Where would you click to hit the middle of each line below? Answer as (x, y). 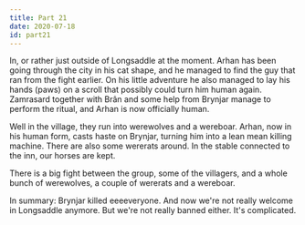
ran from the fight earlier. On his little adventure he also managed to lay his (150, 80)
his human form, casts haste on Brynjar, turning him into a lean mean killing (151, 137)
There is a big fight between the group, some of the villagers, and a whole (148, 173)
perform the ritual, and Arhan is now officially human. (110, 109)
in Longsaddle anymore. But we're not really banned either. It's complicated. (153, 210)
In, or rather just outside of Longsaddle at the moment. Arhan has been (143, 61)
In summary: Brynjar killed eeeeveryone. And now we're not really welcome (152, 200)
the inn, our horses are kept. (63, 156)
